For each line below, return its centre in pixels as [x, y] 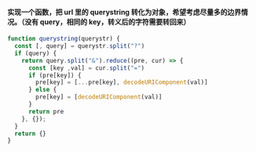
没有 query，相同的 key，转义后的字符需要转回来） [107, 22]
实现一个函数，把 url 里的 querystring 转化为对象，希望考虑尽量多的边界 [124, 12]
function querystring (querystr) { [64, 39]
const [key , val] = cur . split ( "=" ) [86, 68]
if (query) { [36, 53]
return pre [46, 111]
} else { [42, 90]
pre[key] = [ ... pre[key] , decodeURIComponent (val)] [122, 82]
